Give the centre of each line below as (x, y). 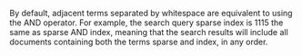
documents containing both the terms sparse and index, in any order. (139, 42)
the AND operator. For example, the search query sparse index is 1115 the (146, 23)
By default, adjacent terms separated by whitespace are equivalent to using (151, 13)
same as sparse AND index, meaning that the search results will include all (149, 32)
